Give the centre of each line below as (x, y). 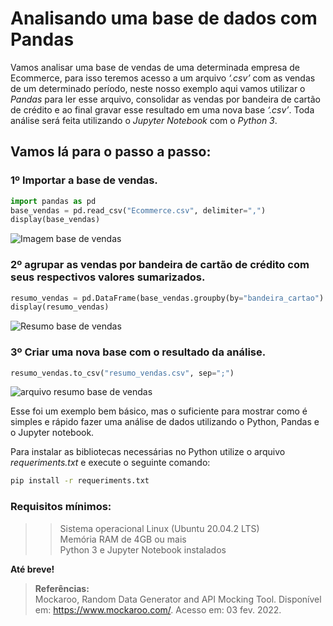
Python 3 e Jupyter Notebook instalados (143, 549)
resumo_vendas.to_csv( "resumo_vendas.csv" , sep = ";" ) (122, 373)
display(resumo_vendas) (60, 307)
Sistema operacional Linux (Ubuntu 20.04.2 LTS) (159, 528)
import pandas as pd (53, 201)
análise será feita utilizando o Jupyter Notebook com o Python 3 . (144, 120)
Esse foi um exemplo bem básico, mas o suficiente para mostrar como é (159, 411)
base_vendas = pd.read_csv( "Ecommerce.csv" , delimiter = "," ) (138, 210)
